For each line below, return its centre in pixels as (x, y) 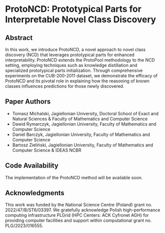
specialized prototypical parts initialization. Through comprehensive (74, 70)
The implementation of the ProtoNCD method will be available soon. (74, 177)
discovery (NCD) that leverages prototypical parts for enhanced (70, 55)
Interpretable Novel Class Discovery (81, 19)
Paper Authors (28, 102)
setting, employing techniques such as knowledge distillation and (71, 65)
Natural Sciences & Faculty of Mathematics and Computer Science (80, 119)
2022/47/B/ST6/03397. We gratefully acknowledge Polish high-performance (83, 210)
